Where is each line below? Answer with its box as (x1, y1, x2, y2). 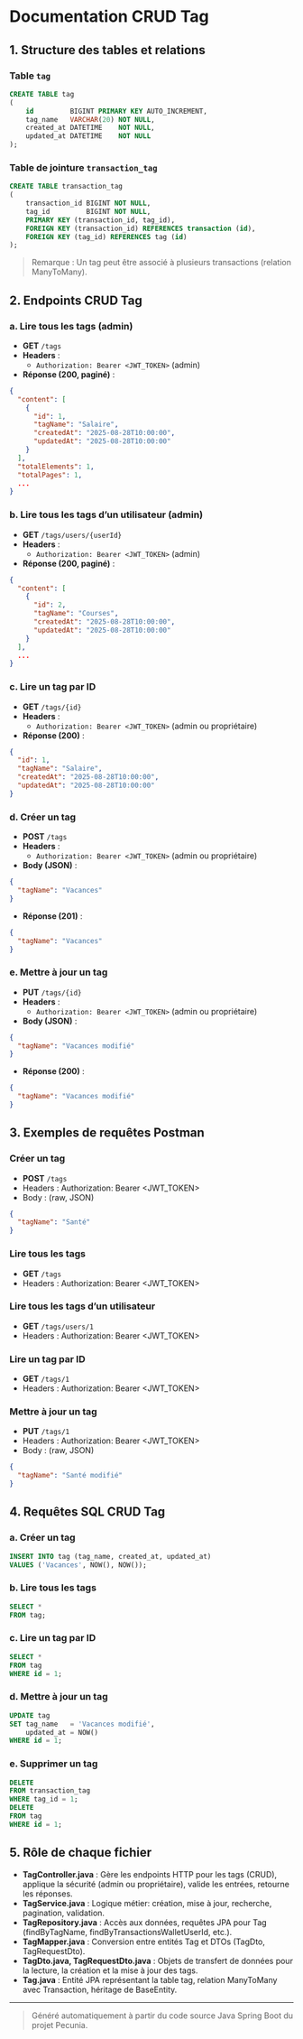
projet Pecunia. (31, 2019, 88, 2030)
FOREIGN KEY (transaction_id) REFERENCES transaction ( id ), (25, 224, 256, 233)
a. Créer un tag (9, 1532, 76, 1544)
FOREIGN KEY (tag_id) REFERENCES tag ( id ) (25, 232, 188, 241)
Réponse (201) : (22, 910, 83, 922)
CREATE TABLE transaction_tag (9, 182, 124, 191)
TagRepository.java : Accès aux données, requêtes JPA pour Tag (22, 1916, 268, 1928)
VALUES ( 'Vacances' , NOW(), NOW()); (9, 1560, 147, 1570)
